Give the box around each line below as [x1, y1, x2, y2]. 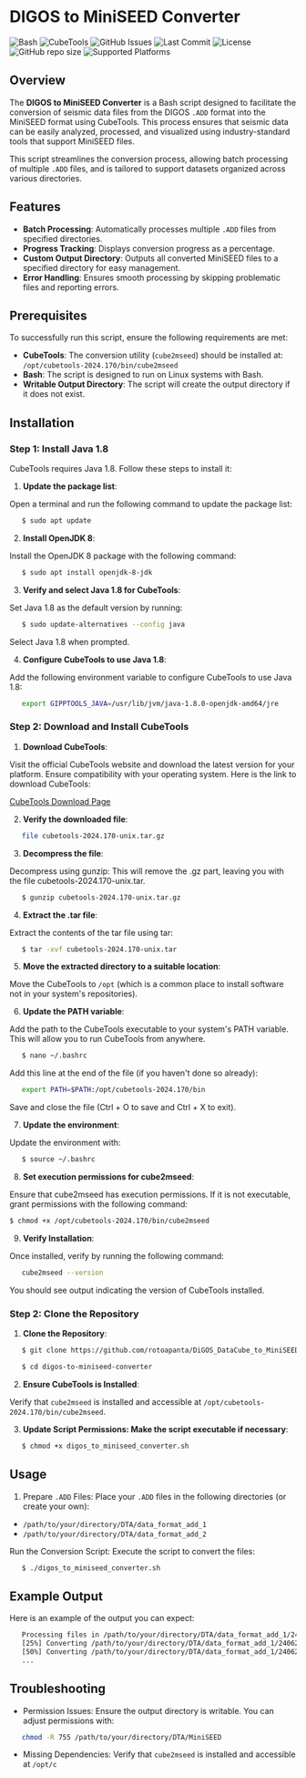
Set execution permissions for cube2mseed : [22, 1171, 194, 1182]
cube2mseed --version [21, 1268, 104, 1277]
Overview [9, 73, 66, 88]
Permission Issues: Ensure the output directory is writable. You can [22, 1705, 275, 1716]
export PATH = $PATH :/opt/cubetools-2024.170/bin [21, 1086, 206, 1095]
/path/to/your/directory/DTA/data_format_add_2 [22, 1530, 207, 1539]
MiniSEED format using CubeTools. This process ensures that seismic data [9, 116, 289, 127]
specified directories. [22, 233, 103, 244]
